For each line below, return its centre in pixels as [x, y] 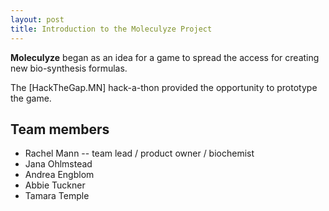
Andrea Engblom [59, 175]
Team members [60, 129]
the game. [31, 98]
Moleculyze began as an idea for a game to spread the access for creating [165, 57]
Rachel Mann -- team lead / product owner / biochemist [139, 153]
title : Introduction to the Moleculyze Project [111, 29]
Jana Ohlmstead [58, 164]
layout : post [37, 19]
